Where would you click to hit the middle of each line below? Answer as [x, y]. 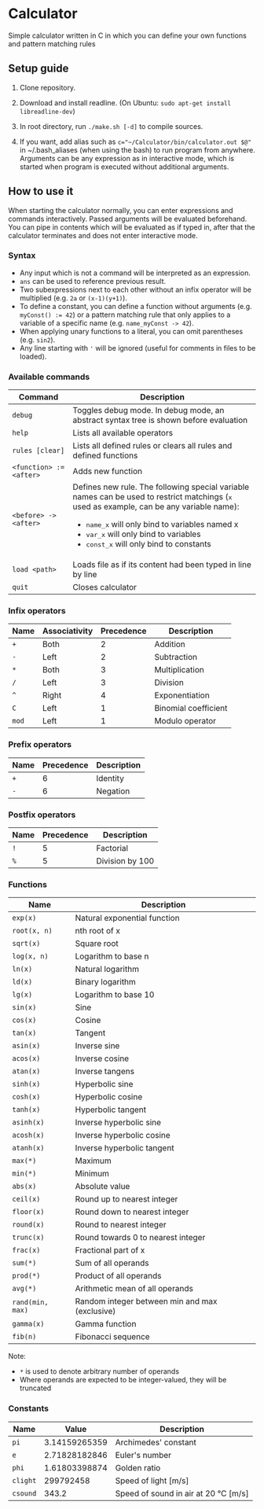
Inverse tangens [105, 1072]
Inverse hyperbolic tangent [125, 1148]
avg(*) [24, 1289]
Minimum [92, 1174]
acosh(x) [28, 1135]
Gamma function [106, 1324]
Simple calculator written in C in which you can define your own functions [128, 35]
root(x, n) [32, 931]
